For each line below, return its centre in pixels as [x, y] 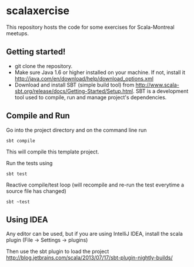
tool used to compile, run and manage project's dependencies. [91, 97]
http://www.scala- [157, 85]
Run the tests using [29, 163]
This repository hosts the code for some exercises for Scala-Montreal [90, 27]
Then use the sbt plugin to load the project [58, 252]
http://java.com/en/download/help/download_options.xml [84, 78]
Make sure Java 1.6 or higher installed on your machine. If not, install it [100, 72]
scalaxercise [38, 11]
